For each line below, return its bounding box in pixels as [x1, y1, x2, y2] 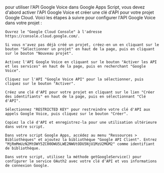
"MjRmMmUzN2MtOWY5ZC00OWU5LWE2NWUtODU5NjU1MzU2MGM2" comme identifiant [5, 141, 155, 146]
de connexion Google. [5, 163, 50, 168]
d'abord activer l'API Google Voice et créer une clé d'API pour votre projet [5, 9, 154, 15]
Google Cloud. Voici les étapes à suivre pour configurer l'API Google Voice [5, 15, 156, 20]
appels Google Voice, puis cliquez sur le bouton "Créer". [5, 111, 129, 116]
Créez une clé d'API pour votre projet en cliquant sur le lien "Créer [5, 90, 155, 95]
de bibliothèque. [5, 146, 41, 151]
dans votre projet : [5, 20, 42, 26]
